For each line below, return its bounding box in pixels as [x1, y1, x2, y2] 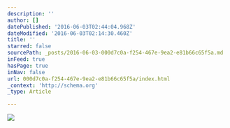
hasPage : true [7, 62, 49, 69]
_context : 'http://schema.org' [7, 82, 99, 89]
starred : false [7, 43, 52, 50]
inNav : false [7, 69, 45, 76]
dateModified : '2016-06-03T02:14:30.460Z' [7, 29, 133, 37]
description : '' [7, 10, 55, 17]
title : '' [7, 36, 36, 43]
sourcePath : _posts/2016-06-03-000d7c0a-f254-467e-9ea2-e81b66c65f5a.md [7, 50, 224, 57]
